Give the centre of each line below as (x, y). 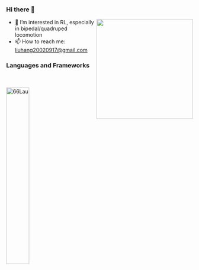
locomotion (28, 35)
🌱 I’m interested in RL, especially (54, 22)
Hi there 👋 (21, 9)
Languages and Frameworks (48, 66)
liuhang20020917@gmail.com (51, 50)
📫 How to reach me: (40, 41)
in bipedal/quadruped (41, 28)
